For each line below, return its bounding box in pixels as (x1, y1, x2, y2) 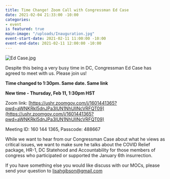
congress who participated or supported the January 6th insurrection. (5, 152, 153, 159)
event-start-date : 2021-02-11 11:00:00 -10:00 (5, 36, 106, 41)
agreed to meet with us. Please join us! (5, 70, 87, 76)
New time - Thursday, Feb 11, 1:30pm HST (5, 90, 95, 96)
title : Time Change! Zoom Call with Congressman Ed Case (5, 7, 129, 13)
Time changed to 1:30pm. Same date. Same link (5, 80, 108, 86)
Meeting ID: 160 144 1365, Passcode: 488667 (5, 126, 101, 132)
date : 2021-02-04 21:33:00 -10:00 (5, 12, 79, 17)
